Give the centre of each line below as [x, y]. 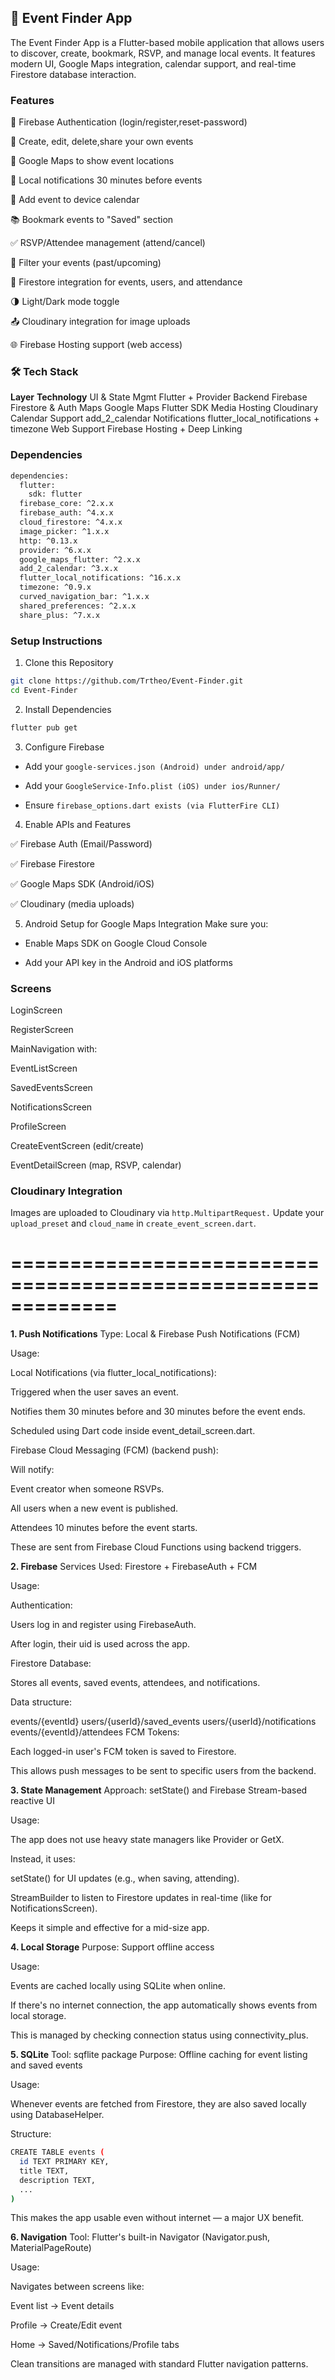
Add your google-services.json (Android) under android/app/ [154, 766]
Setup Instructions [56, 641]
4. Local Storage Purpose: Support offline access [112, 1947]
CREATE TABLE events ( [57, 2152]
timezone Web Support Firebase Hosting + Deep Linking [126, 429]
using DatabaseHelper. [57, 2115]
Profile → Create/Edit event [66, 2325]
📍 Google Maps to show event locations [92, 161]
